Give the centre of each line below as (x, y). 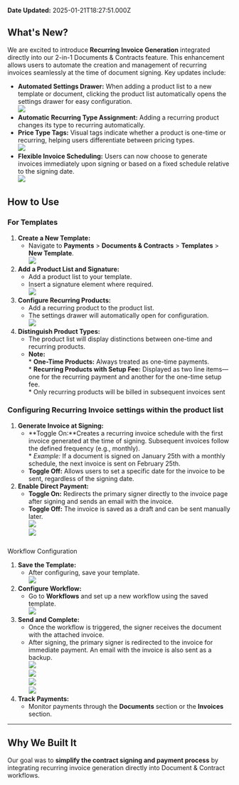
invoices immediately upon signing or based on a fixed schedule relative (123, 164)
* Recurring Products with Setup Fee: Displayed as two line (116, 369)
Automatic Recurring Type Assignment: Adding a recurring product (118, 117)
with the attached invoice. (66, 634)
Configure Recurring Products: (64, 300)
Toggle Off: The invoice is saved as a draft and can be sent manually (129, 509)
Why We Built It (42, 743)
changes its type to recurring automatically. (81, 125)
